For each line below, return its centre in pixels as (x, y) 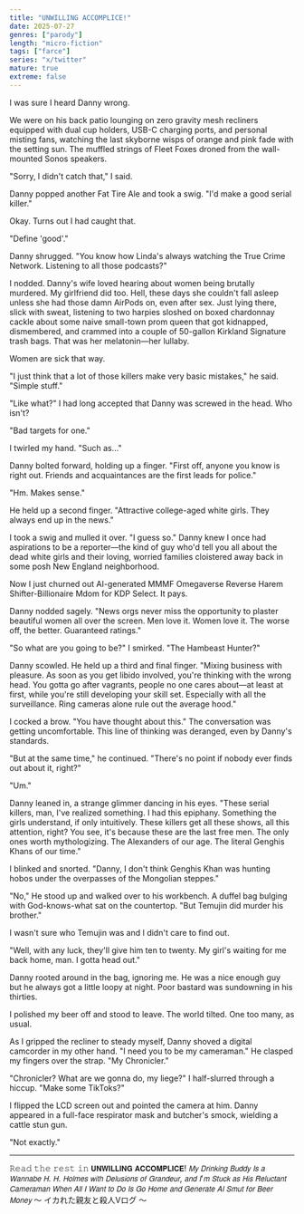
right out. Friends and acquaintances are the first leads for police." (133, 475)
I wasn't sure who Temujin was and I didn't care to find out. (119, 932)
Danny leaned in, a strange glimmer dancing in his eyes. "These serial (139, 803)
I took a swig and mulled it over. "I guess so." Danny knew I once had (138, 537)
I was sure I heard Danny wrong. (70, 102)
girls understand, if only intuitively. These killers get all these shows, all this (149, 822)
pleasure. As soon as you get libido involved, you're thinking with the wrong (151, 675)
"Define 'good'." (39, 238)
